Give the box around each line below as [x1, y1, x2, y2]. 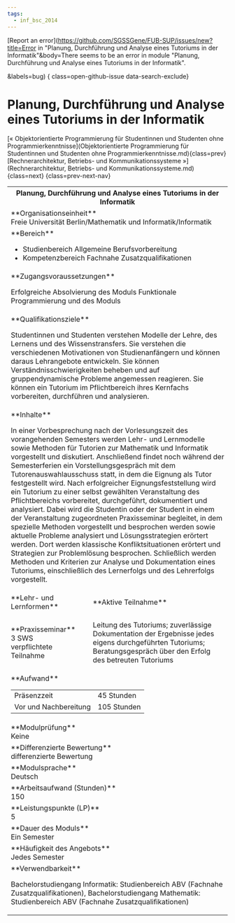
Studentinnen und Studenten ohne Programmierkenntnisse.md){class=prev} [7, 149, 227, 158]
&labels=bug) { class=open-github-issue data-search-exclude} [7, 71, 190, 81]
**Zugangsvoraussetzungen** [10, 271, 115, 281]
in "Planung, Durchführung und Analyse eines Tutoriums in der [37, 43, 218, 52]
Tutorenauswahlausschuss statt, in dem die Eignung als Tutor [10, 470, 212, 479]
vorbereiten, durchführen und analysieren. [10, 392, 150, 402]
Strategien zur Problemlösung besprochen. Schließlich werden [10, 548, 217, 558]
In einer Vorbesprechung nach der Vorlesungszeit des [10, 425, 189, 435]
